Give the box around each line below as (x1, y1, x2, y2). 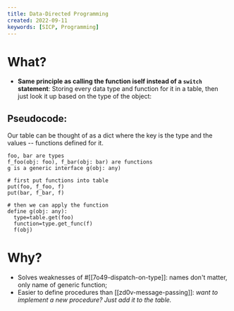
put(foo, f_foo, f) (7, 183, 65, 190)
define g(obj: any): (7, 208, 68, 215)
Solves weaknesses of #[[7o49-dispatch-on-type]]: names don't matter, (17, 273, 228, 282)
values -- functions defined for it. (7, 139, 104, 147)
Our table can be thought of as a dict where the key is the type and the (7, 131, 213, 140)
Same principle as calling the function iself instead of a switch (17, 77, 202, 85)
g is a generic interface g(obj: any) (7, 165, 121, 172)
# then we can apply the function (7, 202, 109, 209)
